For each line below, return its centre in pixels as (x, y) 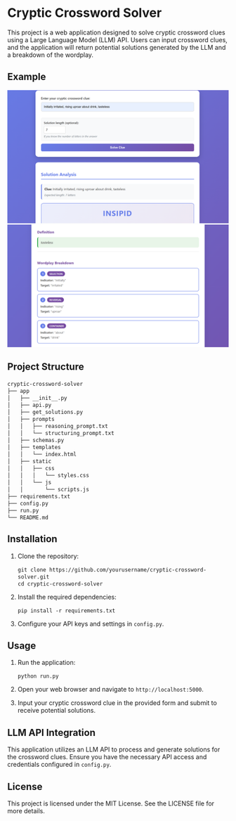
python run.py (38, 676)
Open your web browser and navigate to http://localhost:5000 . (110, 690)
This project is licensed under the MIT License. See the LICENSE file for (111, 803)
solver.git (33, 577)
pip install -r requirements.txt (66, 610)
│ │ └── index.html (42, 454)
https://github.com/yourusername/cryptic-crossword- (128, 570)
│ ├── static (29, 461)
